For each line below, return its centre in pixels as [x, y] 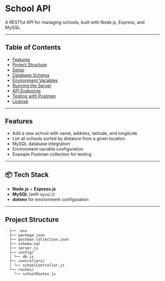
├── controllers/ [27, 261]
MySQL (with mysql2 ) [34, 194]
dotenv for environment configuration [51, 199]
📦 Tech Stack [27, 174]
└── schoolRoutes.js [35, 274]
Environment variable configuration [48, 149]
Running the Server [32, 85]
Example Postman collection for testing [52, 154]
